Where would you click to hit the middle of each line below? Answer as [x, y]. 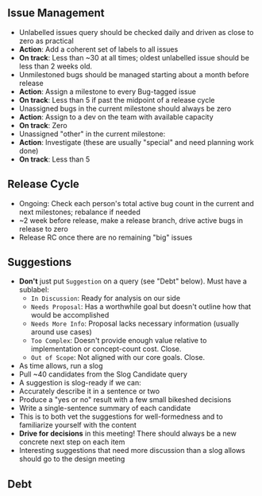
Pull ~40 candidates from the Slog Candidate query [103, 374]
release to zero [43, 228]
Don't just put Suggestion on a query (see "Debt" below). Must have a [133, 281]
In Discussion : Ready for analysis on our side [105, 299]
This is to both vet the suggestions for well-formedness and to [121, 416]
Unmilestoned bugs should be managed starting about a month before [134, 74]
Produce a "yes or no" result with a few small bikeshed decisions [125, 400]
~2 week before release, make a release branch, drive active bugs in [131, 220]
